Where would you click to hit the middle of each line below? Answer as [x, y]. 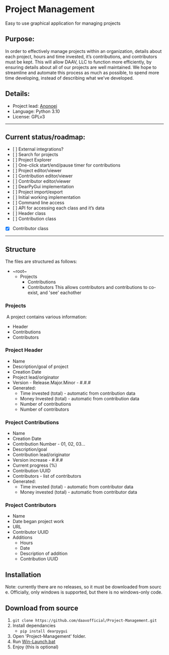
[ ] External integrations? [38, 149]
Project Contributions [32, 422]
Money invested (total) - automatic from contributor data [78, 492]
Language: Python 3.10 [36, 111]
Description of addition [44, 554]
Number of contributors [45, 409]
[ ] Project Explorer [32, 160]
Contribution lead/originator [41, 455]
